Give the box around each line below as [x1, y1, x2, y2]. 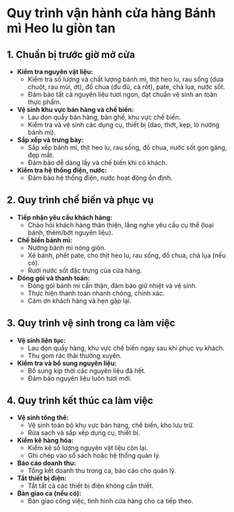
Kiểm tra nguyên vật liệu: [16, 68, 93, 76]
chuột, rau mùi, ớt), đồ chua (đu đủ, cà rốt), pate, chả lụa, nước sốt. [27, 83, 225, 91]
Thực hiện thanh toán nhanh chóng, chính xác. [27, 289, 165, 297]
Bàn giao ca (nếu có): [16, 489, 81, 498]
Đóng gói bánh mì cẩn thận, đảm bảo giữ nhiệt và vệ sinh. [27, 281, 198, 290]
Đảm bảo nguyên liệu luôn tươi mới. [27, 374, 132, 382]
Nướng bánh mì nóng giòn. [27, 243, 106, 252]
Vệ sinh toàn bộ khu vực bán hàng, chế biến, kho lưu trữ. [27, 421, 195, 429]
